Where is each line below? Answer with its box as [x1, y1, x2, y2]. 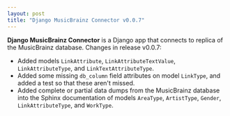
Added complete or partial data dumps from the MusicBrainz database [17, 86, 220, 94]
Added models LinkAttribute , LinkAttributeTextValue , [17, 56, 176, 65]
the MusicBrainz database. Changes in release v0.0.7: [7, 43, 162, 51]
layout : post [7, 10, 45, 17]
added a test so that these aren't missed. [17, 78, 135, 87]
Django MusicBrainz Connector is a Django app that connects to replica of [7, 35, 223, 44]
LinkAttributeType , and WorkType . [17, 101, 114, 109]
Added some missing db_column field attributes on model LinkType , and [17, 71, 221, 80]
